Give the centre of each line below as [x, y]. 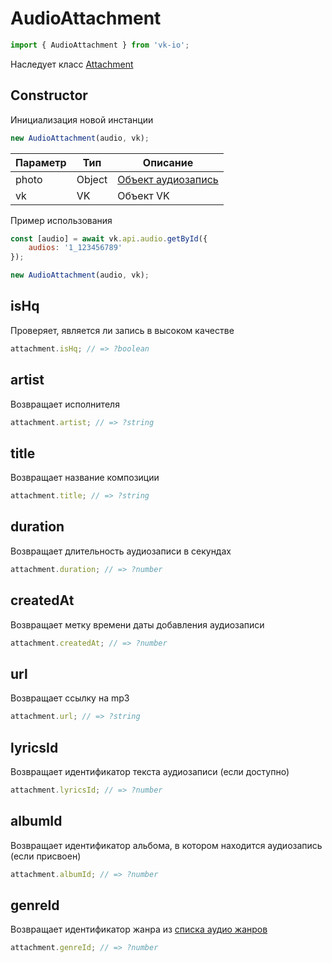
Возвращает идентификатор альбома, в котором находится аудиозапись [166, 845]
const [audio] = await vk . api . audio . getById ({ [109, 238]
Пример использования [61, 220]
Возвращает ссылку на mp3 [70, 698]
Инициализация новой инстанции [82, 119]
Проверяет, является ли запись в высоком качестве [122, 330]
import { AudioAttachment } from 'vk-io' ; [100, 45]
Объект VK [143, 195]
